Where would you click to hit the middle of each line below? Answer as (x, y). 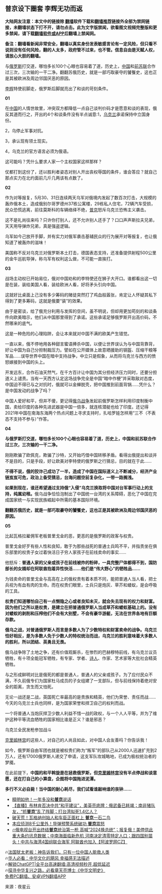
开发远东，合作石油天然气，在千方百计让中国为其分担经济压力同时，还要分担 (81, 372)
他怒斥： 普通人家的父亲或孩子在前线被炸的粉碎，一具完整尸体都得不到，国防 (81, 562)
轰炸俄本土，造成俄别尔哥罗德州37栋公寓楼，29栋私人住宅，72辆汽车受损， (80, 204)
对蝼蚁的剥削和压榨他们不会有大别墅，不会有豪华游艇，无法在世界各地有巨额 (81, 613)
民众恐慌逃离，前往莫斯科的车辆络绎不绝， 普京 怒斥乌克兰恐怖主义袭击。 (77, 209)
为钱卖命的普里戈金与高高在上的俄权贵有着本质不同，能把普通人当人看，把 (79, 579)
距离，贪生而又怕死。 (34, 687)
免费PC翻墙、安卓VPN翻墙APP (35, 876)
